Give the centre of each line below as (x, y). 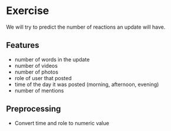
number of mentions (39, 90)
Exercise (28, 11)
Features (23, 45)
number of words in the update (52, 59)
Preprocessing (33, 109)
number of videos (36, 65)
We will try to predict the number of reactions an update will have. (86, 27)
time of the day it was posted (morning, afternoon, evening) (87, 84)
